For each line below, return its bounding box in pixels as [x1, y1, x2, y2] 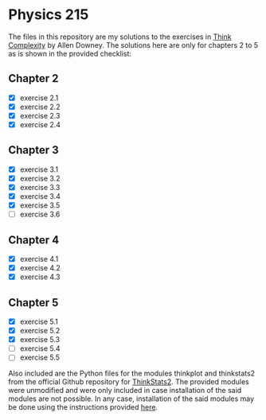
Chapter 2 [8, 72, 59, 85]
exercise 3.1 [19, 165, 58, 174]
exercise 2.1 [19, 93, 59, 103]
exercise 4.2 [19, 263, 61, 273]
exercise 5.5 [19, 352, 61, 363]
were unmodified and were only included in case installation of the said [8, 386, 242, 395]
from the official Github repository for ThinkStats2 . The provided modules [8, 377, 249, 387]
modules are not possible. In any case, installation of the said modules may [8, 394, 255, 403]
